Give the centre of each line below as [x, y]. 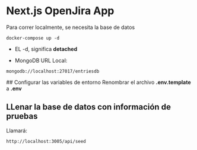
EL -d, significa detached [46, 49]
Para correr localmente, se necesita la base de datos [71, 27]
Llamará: [17, 131]
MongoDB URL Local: [41, 60]
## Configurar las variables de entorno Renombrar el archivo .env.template [99, 82]
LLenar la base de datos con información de [88, 107]
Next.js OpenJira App [60, 11]
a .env [14, 88]
